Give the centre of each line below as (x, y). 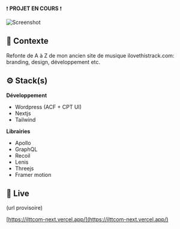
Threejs (24, 168)
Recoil (22, 155)
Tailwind (25, 119)
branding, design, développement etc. (53, 62)
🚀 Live (18, 194)
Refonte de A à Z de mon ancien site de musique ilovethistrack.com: (90, 55)
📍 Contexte (28, 41)
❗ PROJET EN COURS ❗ (34, 8)
